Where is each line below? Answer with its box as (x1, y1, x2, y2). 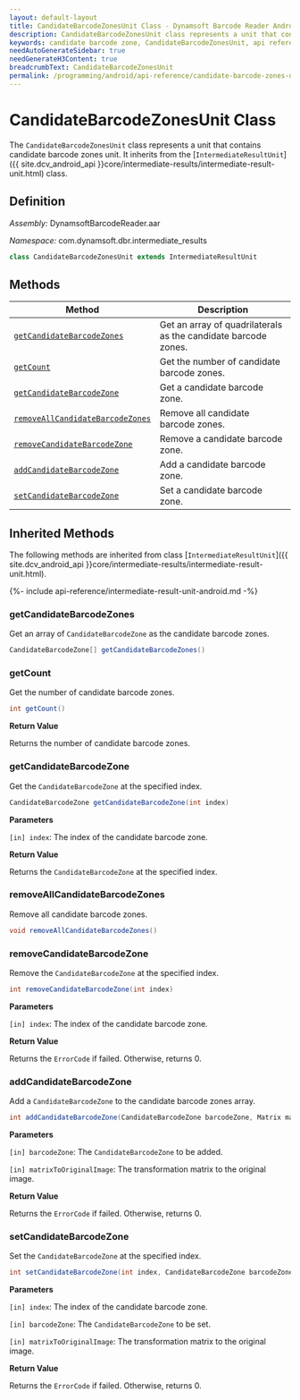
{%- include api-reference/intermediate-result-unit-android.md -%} (9, 586, 259, 596)
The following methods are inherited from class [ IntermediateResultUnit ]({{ (9, 549, 288, 560)
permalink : (9, 72, 50, 81)
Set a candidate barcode (159, 484, 263, 496)
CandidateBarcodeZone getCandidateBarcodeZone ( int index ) (9, 798, 229, 807)
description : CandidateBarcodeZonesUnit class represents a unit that (9, 30, 278, 38)
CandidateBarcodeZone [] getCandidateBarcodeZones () (9, 646, 205, 655)
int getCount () (9, 704, 66, 714)
